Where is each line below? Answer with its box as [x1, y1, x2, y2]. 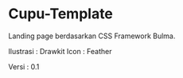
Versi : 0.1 [8, 61, 40, 72]
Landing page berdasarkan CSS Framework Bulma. [8, 31, 176, 41]
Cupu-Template [8, 5, 114, 23]
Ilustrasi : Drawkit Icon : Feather [8, 46, 112, 56]
